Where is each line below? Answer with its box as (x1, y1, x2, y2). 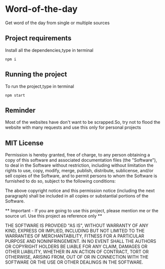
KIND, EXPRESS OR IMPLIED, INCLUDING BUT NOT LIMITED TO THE (5, 228, 145, 234)
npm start (5, 93, 26, 98)
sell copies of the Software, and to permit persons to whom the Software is (5, 173, 158, 179)
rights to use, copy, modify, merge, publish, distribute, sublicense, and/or (5, 168, 154, 174)
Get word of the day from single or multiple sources (5, 20, 110, 26)
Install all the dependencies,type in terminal (5, 47, 94, 53)
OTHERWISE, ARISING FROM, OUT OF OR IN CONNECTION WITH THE (5, 254, 149, 260)
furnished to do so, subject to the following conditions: (5, 178, 116, 184)
